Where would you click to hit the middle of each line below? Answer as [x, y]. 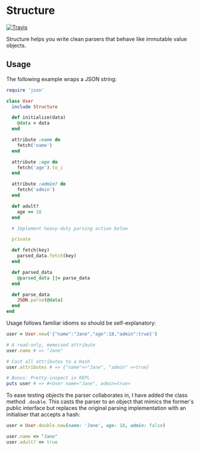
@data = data [33, 123]
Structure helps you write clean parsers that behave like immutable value [97, 39]
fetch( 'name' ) [35, 145]
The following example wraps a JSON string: [61, 79]
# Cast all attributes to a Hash [48, 361]
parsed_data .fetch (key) [47, 256]
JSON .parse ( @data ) [40, 300]
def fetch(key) [31, 250]
